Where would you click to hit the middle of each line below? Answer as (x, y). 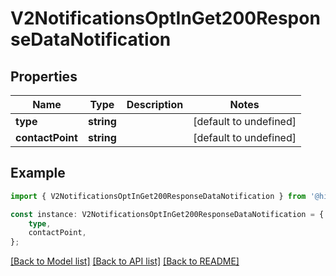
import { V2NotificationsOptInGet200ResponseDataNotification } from (158, 196)
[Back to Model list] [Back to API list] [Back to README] (125, 261)
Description (155, 104)
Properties (44, 76)
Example (38, 173)
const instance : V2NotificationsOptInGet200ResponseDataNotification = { (167, 214)
